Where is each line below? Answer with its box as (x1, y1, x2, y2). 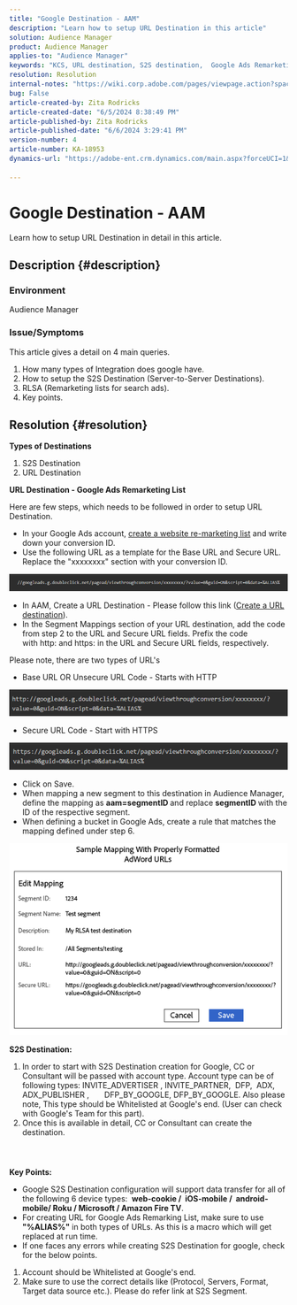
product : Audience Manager (9, 42, 109, 51)
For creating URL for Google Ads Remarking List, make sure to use (21, 1212, 264, 1223)
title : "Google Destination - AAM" (9, 14, 141, 23)
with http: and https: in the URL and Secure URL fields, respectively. (21, 638, 270, 649)
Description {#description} (9, 257, 161, 273)
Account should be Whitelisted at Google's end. (21, 1267, 196, 1278)
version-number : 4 (9, 135, 77, 145)
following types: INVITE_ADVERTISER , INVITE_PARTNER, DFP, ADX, (21, 1080, 276, 1091)
